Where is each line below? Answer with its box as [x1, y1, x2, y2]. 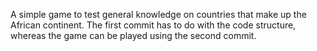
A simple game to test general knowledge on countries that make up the [10, 9, 307, 20]
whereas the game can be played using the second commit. [10, 30, 257, 41]
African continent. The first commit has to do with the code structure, [10, 19, 297, 31]
